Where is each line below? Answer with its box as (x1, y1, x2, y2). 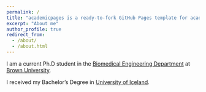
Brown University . (6, 66, 51, 74)
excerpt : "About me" (6, 20, 59, 26)
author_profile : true (6, 26, 62, 33)
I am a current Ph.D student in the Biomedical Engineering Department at (6, 59, 191, 67)
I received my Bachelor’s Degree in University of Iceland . (6, 78, 150, 86)
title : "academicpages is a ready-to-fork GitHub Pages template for (6, 15, 188, 21)
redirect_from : (6, 32, 45, 38)
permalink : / (6, 9, 40, 15)
